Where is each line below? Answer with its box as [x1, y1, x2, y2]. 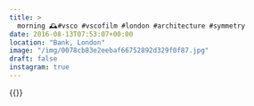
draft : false [9, 54, 58, 63]
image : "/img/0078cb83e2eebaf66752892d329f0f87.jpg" [9, 46, 209, 55]
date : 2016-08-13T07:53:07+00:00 [9, 29, 134, 38]
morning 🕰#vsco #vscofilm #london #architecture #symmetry [17, 21, 246, 30]
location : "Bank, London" [9, 37, 105, 47]
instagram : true [9, 63, 70, 72]
